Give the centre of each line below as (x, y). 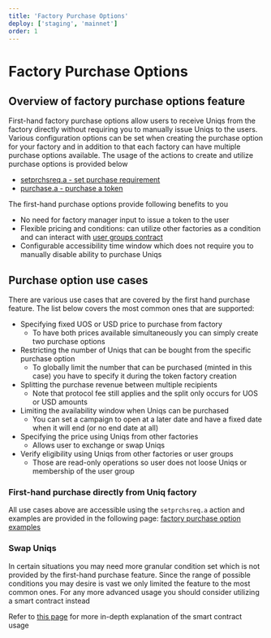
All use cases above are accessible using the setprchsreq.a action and (127, 510)
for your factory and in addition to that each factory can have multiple (125, 146)
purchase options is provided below (68, 164)
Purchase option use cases (78, 280)
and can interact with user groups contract (92, 238)
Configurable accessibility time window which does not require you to (137, 246)
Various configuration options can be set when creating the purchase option (136, 138)
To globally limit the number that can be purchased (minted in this (142, 368)
